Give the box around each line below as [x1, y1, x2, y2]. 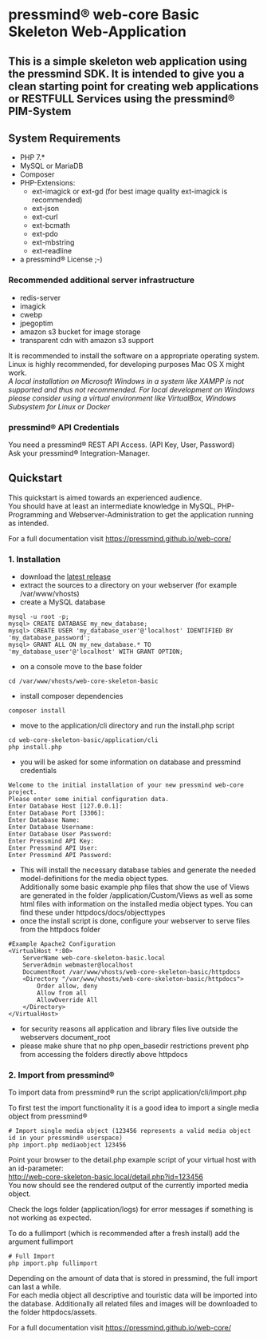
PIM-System [8, 104, 72, 118]
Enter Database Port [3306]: [8, 809, 105, 817]
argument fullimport [8, 1237, 73, 1246]
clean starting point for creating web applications [8, 79, 259, 93]
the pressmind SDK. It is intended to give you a [8, 66, 245, 81]
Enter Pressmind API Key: [8, 837, 94, 845]
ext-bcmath [31, 221, 70, 230]
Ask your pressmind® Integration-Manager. [8, 448, 150, 457]
